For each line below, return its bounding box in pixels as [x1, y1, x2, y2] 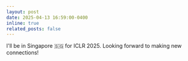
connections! [6, 49, 39, 56]
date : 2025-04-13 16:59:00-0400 [6, 14, 88, 21]
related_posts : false [6, 25, 61, 32]
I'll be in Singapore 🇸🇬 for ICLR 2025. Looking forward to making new [6, 42, 182, 50]
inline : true [6, 20, 39, 26]
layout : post [6, 8, 39, 15]
